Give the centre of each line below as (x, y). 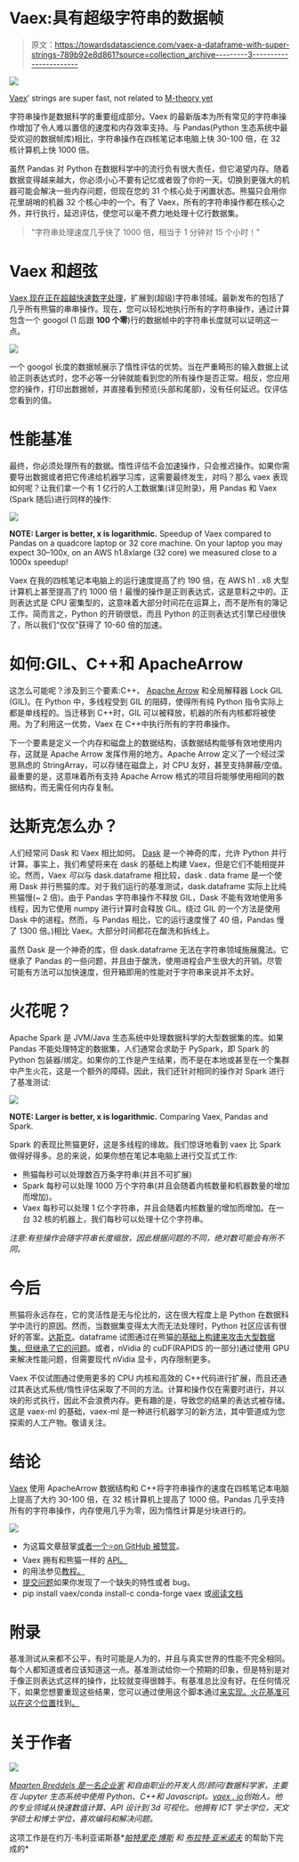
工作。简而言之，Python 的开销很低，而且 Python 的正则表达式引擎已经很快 (148, 613)
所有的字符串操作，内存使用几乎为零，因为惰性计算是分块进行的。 (130, 1510)
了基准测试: (30, 1081)
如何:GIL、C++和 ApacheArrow (126, 664)
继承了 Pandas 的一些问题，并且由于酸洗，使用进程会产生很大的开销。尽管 (146, 960)
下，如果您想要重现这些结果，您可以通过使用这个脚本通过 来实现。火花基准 (145, 1692)
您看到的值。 (32, 400)
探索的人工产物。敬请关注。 (60, 1422)
